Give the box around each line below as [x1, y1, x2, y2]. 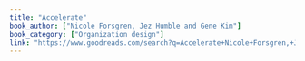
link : [9, 38, 30, 48]
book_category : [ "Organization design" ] [9, 30, 165, 39]
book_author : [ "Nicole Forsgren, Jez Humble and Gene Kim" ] [9, 22, 242, 30]
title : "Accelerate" [9, 13, 88, 22]
